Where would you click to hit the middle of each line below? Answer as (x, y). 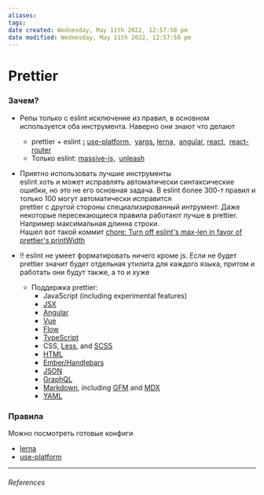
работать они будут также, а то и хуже (84, 272)
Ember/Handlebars (73, 362)
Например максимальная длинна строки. (89, 223)
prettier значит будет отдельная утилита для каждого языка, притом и (137, 263)
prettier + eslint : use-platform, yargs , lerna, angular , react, (128, 141)
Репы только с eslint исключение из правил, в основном (114, 118)
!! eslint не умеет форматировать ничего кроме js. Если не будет (128, 255)
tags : (17, 23)
